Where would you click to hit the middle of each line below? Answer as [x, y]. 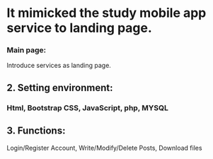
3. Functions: [36, 131]
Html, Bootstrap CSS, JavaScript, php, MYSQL [88, 107]
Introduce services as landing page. [59, 66]
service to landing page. [80, 28]
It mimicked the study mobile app [106, 13]
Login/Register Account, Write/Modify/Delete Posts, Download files [104, 148]
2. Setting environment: [60, 87]
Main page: [27, 50]
